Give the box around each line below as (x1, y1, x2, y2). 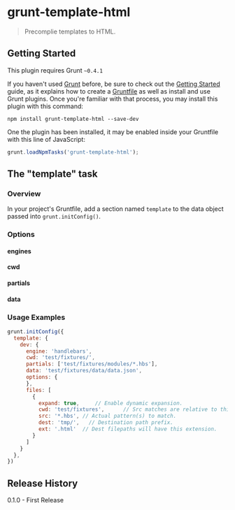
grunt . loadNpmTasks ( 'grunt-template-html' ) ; (7, 148, 139, 156)
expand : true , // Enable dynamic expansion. (38, 400, 183, 407)
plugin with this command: (7, 102, 84, 110)
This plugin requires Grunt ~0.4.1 (7, 66, 104, 74)
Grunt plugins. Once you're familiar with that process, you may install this (7, 94, 218, 103)
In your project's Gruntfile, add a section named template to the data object (7, 205, 224, 213)
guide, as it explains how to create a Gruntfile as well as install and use (7, 87, 211, 95)
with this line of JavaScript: (7, 135, 86, 143)
